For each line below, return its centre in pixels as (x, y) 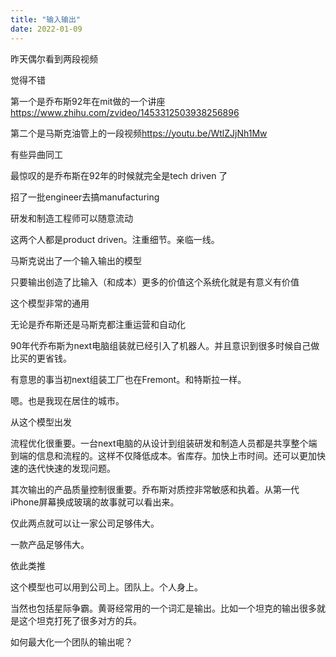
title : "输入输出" (46, 19)
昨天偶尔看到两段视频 (54, 58)
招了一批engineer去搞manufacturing (85, 197)
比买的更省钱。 (41, 358)
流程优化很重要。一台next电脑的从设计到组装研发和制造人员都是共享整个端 (164, 443)
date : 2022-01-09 (46, 29)
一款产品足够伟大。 (50, 544)
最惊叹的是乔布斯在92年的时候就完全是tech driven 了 (119, 175)
